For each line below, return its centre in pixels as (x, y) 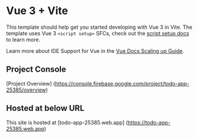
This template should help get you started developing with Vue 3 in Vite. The (99, 27)
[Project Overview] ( (31, 83)
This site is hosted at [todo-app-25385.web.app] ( (67, 122)
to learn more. (23, 39)
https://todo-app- (149, 122)
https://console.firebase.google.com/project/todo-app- (122, 83)
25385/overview (26, 90)
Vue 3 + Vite (37, 11)
